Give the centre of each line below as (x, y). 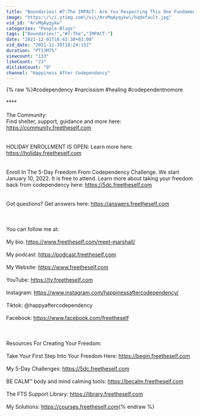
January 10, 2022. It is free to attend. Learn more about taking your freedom (100, 178)
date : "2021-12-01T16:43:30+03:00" (50, 39)
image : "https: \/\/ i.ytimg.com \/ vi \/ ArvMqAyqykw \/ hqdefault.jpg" (89, 17)
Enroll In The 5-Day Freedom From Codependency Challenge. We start (93, 172)
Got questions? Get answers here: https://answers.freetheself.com (88, 204)
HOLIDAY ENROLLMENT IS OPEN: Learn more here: (70, 147)
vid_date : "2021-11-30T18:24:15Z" (49, 45)
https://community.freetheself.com (49, 128)
